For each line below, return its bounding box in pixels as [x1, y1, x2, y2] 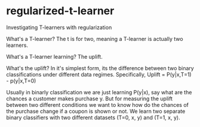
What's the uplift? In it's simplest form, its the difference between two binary [6, 64, 194, 72]
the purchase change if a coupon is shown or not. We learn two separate [6, 107, 186, 115]
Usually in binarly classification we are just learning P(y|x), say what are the [6, 88, 192, 96]
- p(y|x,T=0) [6, 77, 36, 84]
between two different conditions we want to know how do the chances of [6, 101, 189, 108]
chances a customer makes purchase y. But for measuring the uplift [6, 95, 173, 102]
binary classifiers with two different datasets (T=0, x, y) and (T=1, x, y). [6, 114, 180, 121]
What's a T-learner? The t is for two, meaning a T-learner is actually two [6, 35, 183, 42]
